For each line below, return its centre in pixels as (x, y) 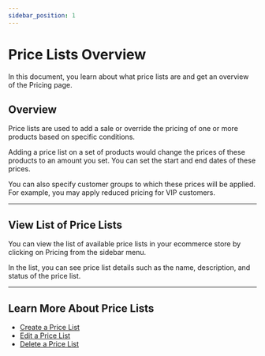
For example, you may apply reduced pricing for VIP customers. (112, 193)
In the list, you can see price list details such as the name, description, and (129, 268)
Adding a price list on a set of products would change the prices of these (127, 152)
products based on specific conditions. (72, 137)
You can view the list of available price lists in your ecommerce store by (125, 244)
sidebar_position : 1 (42, 15)
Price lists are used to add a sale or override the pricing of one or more (123, 129)
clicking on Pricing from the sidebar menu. (77, 253)
